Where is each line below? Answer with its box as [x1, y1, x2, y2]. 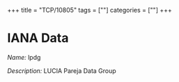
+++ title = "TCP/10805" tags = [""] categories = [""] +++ [7, 6, 172, 14]
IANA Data [7, 31, 69, 46]
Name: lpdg [7, 53, 41, 61]
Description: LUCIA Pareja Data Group [7, 66, 116, 75]
